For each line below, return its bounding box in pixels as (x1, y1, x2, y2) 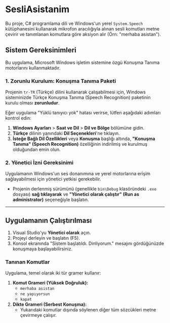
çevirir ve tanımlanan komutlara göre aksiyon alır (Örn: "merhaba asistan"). (5, 31, 161, 37)
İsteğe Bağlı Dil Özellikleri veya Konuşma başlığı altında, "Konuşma (12, 136, 155, 142)
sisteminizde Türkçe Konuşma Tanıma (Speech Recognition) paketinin (5, 94, 151, 101)
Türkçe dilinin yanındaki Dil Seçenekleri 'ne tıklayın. (12, 131, 120, 137)
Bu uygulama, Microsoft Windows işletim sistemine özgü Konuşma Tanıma (5, 59, 160, 66)
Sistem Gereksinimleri (5, 46, 77, 54)
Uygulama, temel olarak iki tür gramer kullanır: (5, 270, 101, 276)
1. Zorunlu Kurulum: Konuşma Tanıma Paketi (5, 77, 116, 84)
